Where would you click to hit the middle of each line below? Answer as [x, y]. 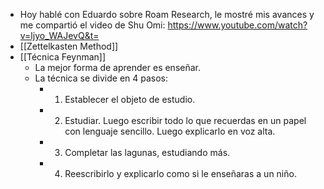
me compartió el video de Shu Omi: [92, 25]
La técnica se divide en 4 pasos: [101, 78]
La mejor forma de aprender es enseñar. [118, 67]
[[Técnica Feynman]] [63, 57]
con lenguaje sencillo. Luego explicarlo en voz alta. [170, 131]
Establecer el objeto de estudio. [130, 99]
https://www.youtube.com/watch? [237, 25]
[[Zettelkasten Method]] [69, 46]
